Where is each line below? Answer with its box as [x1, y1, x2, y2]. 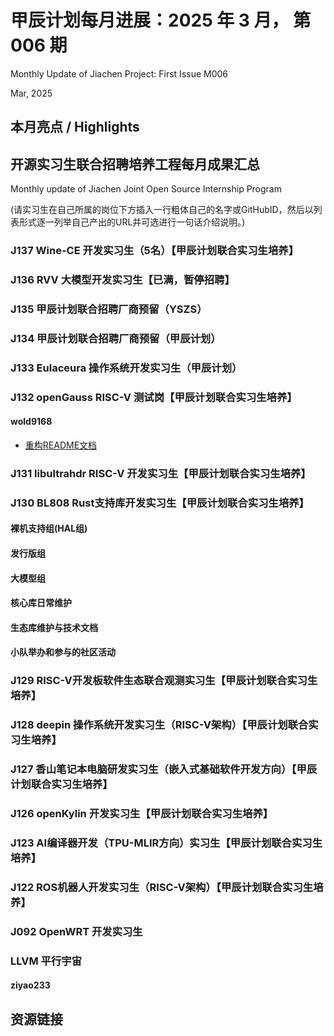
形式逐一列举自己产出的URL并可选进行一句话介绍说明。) [18, 216, 246, 228]
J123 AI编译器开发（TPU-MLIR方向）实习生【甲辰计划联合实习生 [10, 836, 323, 850]
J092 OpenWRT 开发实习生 [10, 924, 143, 938]
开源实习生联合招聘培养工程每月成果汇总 [10, 156, 260, 173]
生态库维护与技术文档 [10, 621, 98, 633]
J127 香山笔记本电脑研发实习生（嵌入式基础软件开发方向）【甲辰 [10, 762, 318, 776]
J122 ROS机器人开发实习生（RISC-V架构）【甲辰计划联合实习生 [10, 880, 314, 894]
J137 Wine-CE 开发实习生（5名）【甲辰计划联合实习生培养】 [10, 244, 300, 258]
